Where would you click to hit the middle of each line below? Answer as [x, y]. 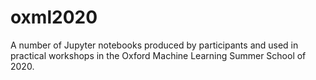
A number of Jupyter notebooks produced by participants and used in [154, 45]
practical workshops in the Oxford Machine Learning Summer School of [158, 55]
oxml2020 [54, 17]
